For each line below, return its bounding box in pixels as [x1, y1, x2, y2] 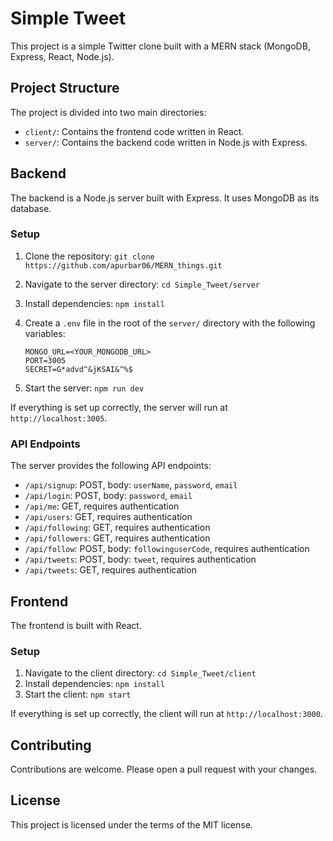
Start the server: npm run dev [24, 382, 145, 394]
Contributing [10, 737, 92, 754]
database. [10, 202, 52, 214]
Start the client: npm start [24, 688, 132, 701]
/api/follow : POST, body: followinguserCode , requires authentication [24, 543, 310, 555]
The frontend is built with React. [10, 619, 142, 631]
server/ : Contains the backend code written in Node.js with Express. [24, 136, 308, 148]
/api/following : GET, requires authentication [24, 522, 211, 534]
